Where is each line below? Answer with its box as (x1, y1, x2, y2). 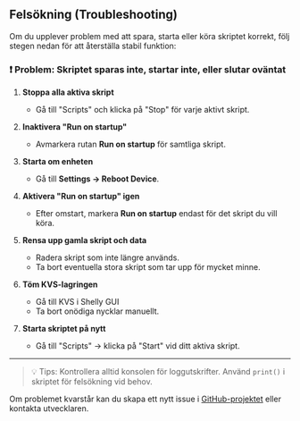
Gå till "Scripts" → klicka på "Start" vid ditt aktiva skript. (35, 341, 240, 351)
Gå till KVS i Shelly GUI (35, 297, 120, 307)
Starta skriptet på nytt (21, 324, 106, 334)
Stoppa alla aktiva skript (21, 87, 114, 97)
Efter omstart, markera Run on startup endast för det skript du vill (35, 208, 278, 219)
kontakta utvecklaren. (9, 403, 89, 414)
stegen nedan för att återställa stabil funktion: (9, 40, 177, 51)
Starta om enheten (21, 156, 94, 167)
